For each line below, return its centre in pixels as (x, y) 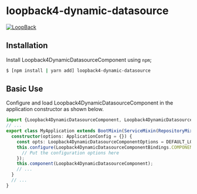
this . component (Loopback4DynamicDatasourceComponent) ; (85, 164)
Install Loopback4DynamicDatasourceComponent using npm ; (79, 59)
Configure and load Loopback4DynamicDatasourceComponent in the (90, 103)
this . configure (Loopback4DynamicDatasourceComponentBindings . (94, 147)
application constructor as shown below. (55, 109)
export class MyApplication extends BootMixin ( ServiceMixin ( (82, 131)
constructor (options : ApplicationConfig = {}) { (72, 136)
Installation (27, 46)
